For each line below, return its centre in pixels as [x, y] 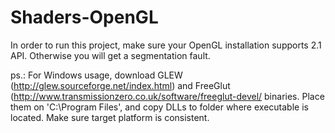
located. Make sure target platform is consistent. [110, 117]
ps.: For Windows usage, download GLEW [96, 75]
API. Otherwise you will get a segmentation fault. [110, 55]
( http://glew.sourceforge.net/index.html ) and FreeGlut [120, 85]
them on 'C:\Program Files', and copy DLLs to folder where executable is [159, 107]
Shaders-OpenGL [84, 17]
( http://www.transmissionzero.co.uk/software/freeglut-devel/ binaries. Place [167, 96]
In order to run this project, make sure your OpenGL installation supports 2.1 [166, 45]
